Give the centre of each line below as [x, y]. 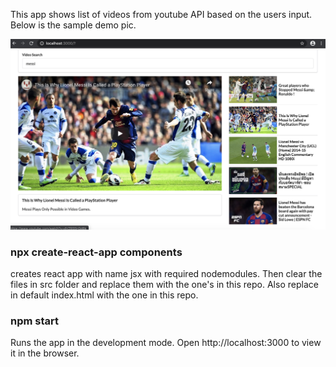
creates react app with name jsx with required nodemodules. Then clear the [166, 273]
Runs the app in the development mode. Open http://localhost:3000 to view [166, 343]
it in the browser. [45, 353]
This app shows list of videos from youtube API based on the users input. [161, 14]
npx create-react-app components [96, 252]
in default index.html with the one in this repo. [104, 295]
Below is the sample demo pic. [73, 25]
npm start [35, 321]
